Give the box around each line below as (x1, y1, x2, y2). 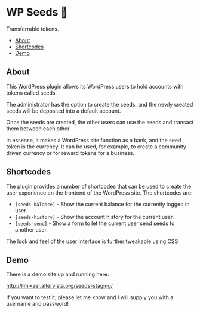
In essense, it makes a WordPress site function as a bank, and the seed (6, 136, 181, 144)
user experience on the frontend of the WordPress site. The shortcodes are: (6, 189, 193, 196)
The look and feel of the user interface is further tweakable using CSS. (6, 238, 180, 245)
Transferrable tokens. (6, 25, 59, 32)
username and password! (6, 300, 69, 308)
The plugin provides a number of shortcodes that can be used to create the (6, 183, 192, 190)
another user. (14, 226, 48, 233)
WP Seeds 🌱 (6, 5, 67, 19)
